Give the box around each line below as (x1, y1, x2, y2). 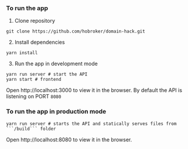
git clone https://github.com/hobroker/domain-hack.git (6, 29, 145, 34)
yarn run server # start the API (6, 72, 88, 77)
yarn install (6, 50, 38, 56)
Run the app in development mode (14, 60, 98, 68)
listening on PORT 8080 (6, 93, 61, 100)
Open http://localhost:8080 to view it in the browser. (6, 136, 132, 143)
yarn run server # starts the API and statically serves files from (6, 120, 177, 126)
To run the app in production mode (6, 108, 107, 116)
